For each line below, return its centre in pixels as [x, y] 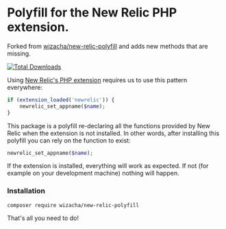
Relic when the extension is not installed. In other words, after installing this [113, 133]
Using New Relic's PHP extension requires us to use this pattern [97, 80]
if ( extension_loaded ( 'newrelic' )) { [61, 100]
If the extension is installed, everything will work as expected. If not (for [108, 166]
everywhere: [25, 87]
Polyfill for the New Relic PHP [92, 13]
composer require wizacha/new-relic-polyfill [73, 205]
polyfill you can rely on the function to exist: [69, 140]
